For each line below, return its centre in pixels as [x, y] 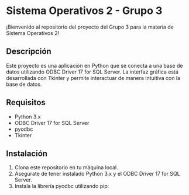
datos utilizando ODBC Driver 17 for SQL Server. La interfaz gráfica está [92, 72]
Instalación [27, 153]
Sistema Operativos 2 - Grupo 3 [84, 11]
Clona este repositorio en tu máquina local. [66, 168]
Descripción [29, 52]
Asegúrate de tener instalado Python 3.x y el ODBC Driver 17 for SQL [97, 174]
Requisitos [26, 102]
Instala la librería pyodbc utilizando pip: [62, 186]
